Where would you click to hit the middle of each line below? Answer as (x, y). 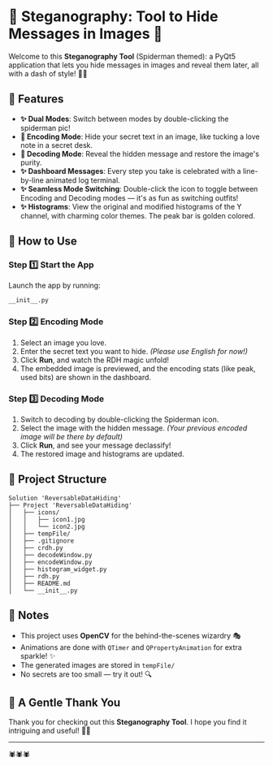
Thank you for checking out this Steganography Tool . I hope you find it (128, 722)
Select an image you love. (63, 342)
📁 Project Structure (58, 480)
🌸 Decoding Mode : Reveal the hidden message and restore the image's (140, 154)
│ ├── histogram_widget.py (58, 569)
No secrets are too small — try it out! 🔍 (86, 674)
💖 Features (36, 100)
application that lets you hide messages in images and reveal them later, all (134, 65)
